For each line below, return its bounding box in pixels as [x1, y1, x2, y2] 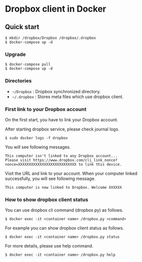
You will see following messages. [5, 144, 71, 150]
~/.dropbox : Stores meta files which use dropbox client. [12, 94, 124, 99]
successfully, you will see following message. [5, 176, 96, 181]
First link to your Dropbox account [5, 106, 87, 113]
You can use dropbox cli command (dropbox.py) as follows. [5, 207, 124, 213]
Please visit [5, 158, 31, 163]
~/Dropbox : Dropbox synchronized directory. [12, 88, 101, 94]
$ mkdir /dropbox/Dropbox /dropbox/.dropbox [5, 35, 96, 40]
